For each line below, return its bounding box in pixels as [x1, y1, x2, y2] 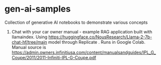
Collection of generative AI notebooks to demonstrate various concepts [4, 19, 148, 25]
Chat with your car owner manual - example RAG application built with [11, 29, 153, 34]
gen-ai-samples [4, 3, 71, 15]
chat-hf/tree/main [11, 39, 47, 45]
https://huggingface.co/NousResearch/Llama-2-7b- [48, 34, 152, 40]
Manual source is [11, 44, 47, 50]
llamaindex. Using [11, 34, 48, 40]
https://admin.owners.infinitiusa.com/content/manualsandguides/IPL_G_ [11, 49, 156, 55]
